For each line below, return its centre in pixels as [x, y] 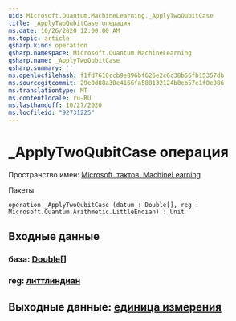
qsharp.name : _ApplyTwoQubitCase [64, 61]
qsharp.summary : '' [41, 68]
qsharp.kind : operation [48, 46]
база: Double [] [37, 259]
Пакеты [21, 190]
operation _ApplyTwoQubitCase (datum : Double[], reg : [104, 205]
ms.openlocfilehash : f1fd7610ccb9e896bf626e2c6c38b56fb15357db [116, 75]
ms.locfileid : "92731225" [51, 113]
